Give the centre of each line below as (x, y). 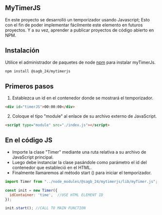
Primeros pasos (29, 86)
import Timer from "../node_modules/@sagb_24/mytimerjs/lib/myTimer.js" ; (81, 181)
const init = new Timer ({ (31, 190)
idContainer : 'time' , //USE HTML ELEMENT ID (56, 195)
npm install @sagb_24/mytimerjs (38, 71)
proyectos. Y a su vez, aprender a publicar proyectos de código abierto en (80, 30)
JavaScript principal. (33, 157)
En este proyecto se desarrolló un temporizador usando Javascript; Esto (77, 19)
